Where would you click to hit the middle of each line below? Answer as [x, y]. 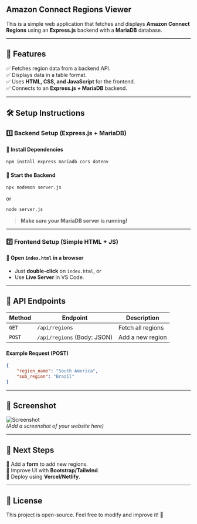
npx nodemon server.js [34, 187]
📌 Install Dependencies [35, 149]
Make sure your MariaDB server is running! [74, 220]
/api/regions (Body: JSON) [75, 337]
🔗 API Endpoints [36, 301]
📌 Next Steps [30, 450]
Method [20, 318]
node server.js [25, 210]
